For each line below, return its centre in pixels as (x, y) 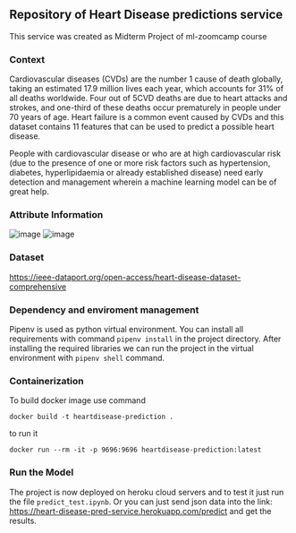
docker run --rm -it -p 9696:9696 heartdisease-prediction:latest (135, 450)
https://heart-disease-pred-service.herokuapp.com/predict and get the (140, 511)
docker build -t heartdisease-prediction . (92, 417)
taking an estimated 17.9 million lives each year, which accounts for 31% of (147, 89)
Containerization (47, 381)
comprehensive (38, 287)
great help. (29, 192)
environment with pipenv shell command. (87, 358)
